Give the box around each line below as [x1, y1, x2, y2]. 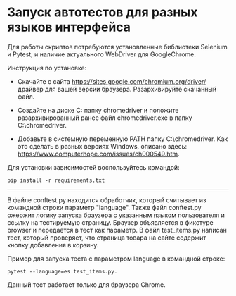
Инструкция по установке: [7, 63, 87, 72]
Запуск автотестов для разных [7, 4, 198, 20]
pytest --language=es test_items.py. [7, 268, 118, 275]
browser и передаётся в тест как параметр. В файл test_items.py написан [7, 226, 227, 234]
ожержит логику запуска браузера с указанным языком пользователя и [7, 211, 225, 219]
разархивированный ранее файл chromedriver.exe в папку [17, 113, 192, 122]
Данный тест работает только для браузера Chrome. [7, 280, 166, 289]
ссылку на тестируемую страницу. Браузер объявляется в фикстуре [7, 218, 214, 226]
